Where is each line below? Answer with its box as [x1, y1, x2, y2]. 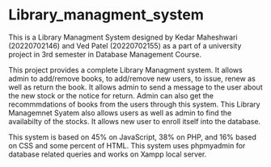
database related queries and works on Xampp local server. [8, 149, 207, 159]
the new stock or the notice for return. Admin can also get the [8, 90, 214, 100]
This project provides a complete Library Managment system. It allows [8, 65, 243, 74]
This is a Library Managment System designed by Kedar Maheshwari [8, 32, 238, 42]
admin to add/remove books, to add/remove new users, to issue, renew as [8, 73, 256, 83]
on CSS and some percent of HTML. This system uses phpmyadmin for [8, 140, 246, 150]
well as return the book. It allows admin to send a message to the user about [8, 82, 263, 92]
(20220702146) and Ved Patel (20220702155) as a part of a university [8, 40, 242, 50]
